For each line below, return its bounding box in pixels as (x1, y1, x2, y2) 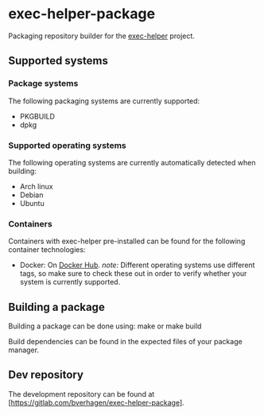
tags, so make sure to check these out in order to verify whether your (19, 269, 247, 278)
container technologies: (8, 245, 86, 254)
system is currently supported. (19, 277, 121, 287)
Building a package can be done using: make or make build (8, 321, 202, 331)
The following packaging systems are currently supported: (8, 96, 200, 106)
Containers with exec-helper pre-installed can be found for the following (8, 236, 246, 246)
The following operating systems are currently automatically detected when (8, 157, 256, 167)
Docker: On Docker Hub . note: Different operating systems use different (19, 260, 255, 270)
